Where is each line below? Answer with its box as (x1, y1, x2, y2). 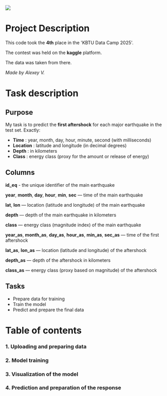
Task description (5, 87, 79, 99)
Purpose (5, 108, 33, 117)
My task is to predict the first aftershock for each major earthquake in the (5, 121, 162, 128)
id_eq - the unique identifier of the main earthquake (5, 182, 115, 188)
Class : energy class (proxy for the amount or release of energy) (12, 153, 150, 159)
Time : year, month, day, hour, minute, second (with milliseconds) (12, 137, 152, 143)
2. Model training (5, 356, 49, 364)
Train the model (12, 301, 46, 307)
